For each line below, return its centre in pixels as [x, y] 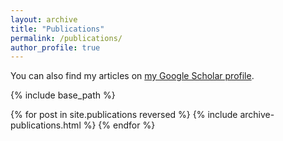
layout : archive [44, 19]
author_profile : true [55, 47]
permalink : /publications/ [66, 38]
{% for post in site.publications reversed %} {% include [124, 115]
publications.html [46, 125]
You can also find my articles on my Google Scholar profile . [132, 76]
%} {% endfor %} [119, 125]
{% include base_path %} [63, 95]
